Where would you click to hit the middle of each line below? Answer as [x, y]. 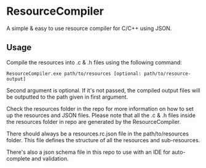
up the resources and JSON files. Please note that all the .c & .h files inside [101, 115]
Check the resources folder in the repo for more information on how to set [100, 109]
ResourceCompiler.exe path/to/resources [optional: [74, 74]
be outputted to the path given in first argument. [67, 97]
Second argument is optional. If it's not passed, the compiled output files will [103, 90]
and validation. [50, 158]
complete [18, 158]
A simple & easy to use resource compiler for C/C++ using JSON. [89, 28]
